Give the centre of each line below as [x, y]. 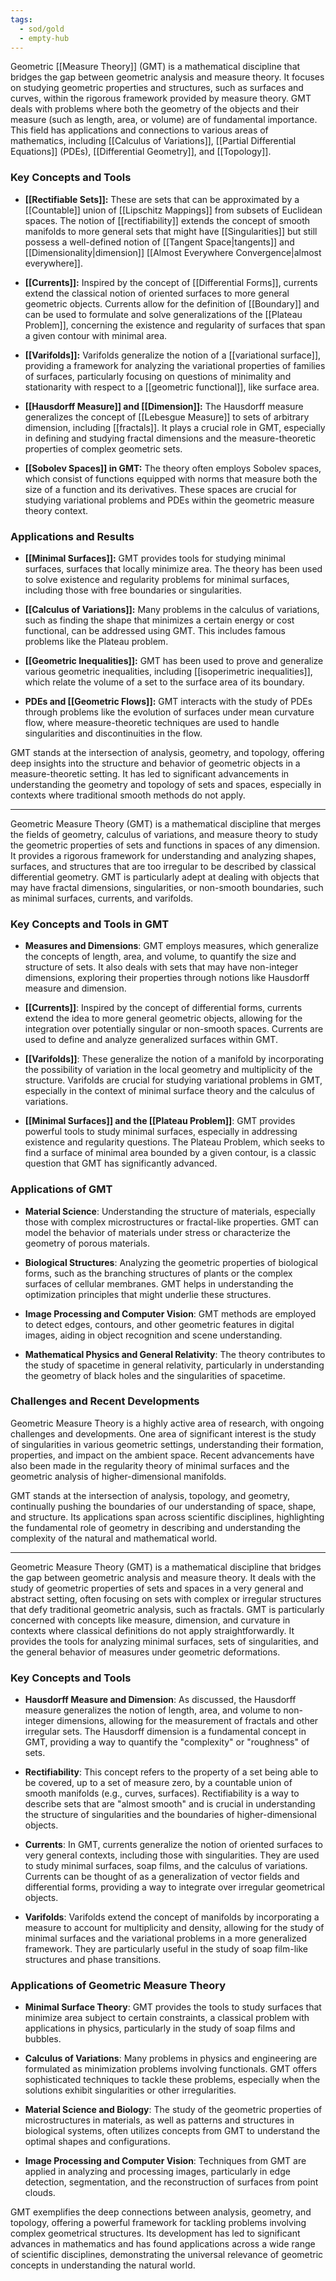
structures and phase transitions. [93, 1960]
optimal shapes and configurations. [97, 2142]
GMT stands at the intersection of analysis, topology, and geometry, [150, 1495]
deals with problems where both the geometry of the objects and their [155, 109]
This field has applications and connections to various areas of [139, 130]
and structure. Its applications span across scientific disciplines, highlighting [167, 1517]
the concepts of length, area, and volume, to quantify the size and [160, 957]
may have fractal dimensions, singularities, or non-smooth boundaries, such [167, 887]
